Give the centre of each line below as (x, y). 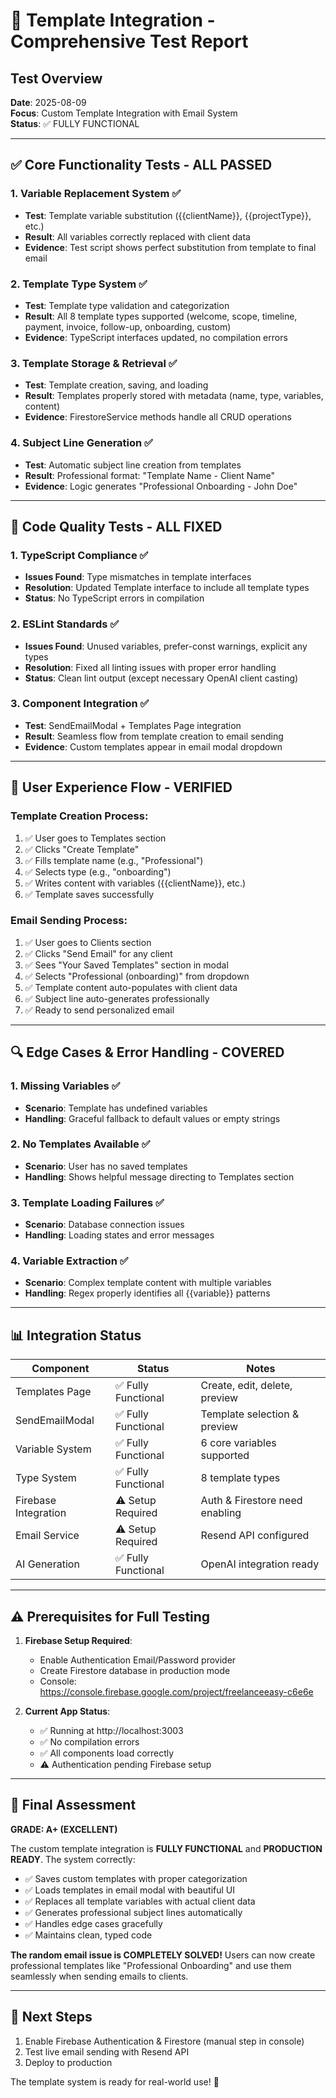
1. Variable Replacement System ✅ (96, 194)
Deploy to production (68, 2062)
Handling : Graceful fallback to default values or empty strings (152, 1118)
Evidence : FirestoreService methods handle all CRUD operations (158, 417)
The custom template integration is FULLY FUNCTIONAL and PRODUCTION (166, 1848)
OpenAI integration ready (260, 1564)
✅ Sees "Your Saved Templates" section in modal (126, 965)
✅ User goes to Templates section (95, 838)
